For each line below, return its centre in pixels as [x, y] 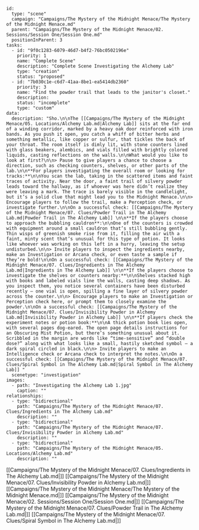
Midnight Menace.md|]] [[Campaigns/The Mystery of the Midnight [87, 495]
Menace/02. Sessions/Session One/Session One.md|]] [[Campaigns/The [95, 502]
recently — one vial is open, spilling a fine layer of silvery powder [97, 291]
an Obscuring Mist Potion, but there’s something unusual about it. [93, 333]
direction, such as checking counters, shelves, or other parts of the [97, 166]
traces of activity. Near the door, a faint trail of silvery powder [94, 181]
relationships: [25, 396]
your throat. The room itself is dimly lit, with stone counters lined [97, 145]
